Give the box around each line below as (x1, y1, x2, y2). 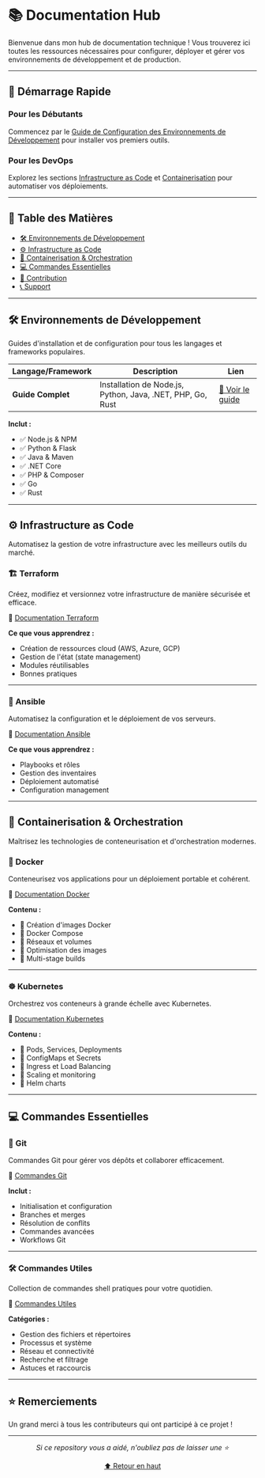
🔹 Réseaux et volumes (19, 937, 92, 946)
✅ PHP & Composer (19, 470, 84, 479)
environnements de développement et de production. (8, 55, 181, 64)
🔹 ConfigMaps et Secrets (19, 1053, 102, 1063)
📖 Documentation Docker (8, 889, 90, 899)
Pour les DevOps (8, 155, 73, 166)
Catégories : (8, 1314, 50, 1324)
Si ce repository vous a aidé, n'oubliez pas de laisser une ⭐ (35, 1443, 230, 1453)
